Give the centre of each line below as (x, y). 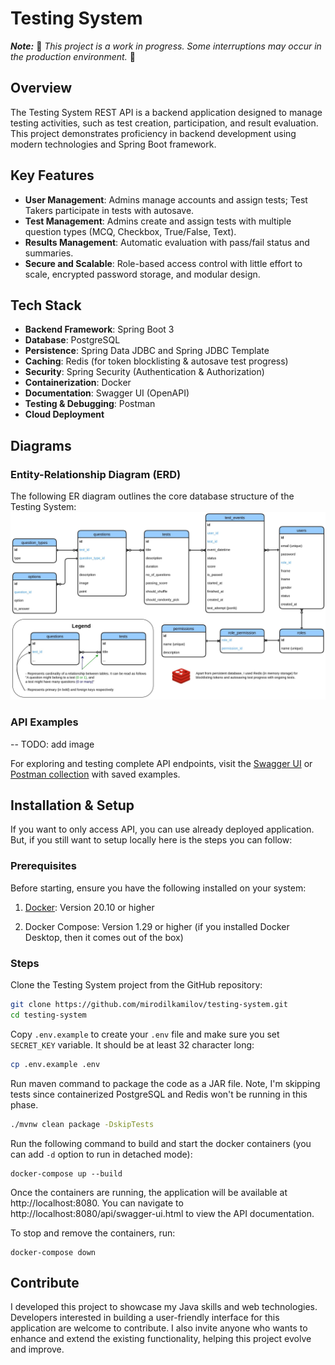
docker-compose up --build (66, 1173)
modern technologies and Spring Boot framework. (113, 144)
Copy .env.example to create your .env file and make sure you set (145, 1034)
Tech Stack (46, 305)
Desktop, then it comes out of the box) (104, 937)
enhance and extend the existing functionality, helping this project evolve (161, 1339)
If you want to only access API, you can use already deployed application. (162, 829)
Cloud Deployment (64, 414)
